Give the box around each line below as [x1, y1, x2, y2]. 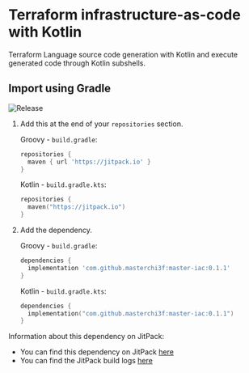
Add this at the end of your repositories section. [19, 119, 184, 129]
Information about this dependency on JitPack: [8, 332, 164, 341]
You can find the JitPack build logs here [19, 356, 154, 366]
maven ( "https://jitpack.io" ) [27, 203, 126, 211]
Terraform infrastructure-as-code [8, 6, 241, 24]
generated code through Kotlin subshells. [8, 58, 146, 68]
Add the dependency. [19, 225, 93, 235]
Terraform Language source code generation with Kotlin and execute [8, 49, 238, 59]
